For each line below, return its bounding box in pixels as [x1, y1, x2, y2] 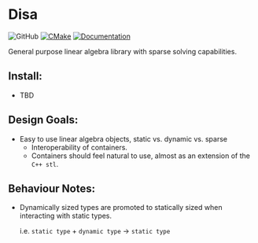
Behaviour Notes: [8, 182, 96, 195]
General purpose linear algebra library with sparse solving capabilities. [8, 46, 238, 56]
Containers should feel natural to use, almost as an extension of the [31, 151, 250, 160]
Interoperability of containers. [31, 142, 128, 152]
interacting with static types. [19, 211, 112, 221]
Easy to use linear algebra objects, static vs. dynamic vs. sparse [19, 134, 228, 143]
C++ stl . [31, 159, 59, 168]
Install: [8, 69, 43, 83]
